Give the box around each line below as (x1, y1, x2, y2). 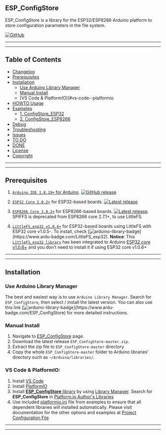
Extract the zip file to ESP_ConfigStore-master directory (12, 344, 124, 350)
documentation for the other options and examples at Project (12, 409, 137, 415)
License (12, 147, 29, 153)
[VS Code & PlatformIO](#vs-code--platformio (19, 95, 114, 101)
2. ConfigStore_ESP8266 (19, 116, 71, 122)
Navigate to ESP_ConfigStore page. (12, 333, 84, 339)
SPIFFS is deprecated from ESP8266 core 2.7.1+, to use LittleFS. (12, 214, 143, 219)
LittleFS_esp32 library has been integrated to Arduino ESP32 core (12, 239, 151, 245)
